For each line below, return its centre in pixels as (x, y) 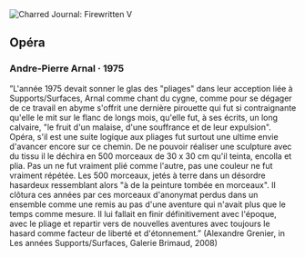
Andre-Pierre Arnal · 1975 (67, 69)
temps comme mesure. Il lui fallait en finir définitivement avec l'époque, (143, 213)
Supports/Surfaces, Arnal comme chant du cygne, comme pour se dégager (151, 98)
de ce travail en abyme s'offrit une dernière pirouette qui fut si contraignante (153, 107)
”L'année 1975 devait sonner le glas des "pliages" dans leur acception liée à (151, 88)
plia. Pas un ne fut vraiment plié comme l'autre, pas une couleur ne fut (141, 165)
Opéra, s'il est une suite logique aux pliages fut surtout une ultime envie (144, 136)
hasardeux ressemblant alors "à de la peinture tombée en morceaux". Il (142, 184)
